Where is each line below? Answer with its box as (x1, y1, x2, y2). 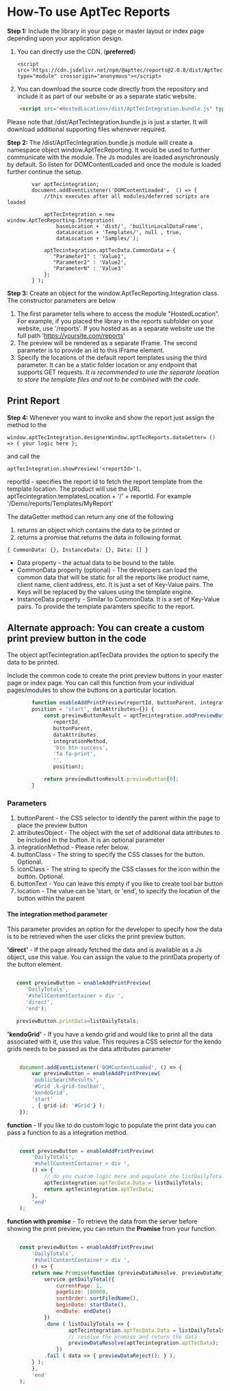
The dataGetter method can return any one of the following (7, 512, 174, 520)
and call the (7, 452, 40, 460)
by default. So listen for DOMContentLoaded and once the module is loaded (7, 160, 221, 168)
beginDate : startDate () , (55, 1302, 127, 1309)
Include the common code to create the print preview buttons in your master (7, 671, 222, 680)
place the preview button (16, 821, 88, 829)
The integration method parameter (7, 910, 108, 918)
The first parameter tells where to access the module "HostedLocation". (16, 310, 220, 318)
